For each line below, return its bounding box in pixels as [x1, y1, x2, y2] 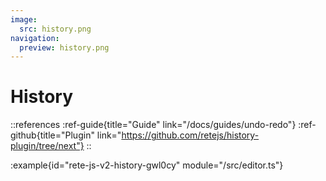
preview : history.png [19, 42, 110, 53]
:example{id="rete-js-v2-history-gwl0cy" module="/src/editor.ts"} [10, 159, 284, 171]
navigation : [10, 33, 60, 43]
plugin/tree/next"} [10, 140, 85, 152]
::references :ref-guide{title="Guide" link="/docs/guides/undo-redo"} [10, 119, 297, 131]
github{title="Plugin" [10, 129, 95, 141]
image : [10, 14, 38, 25]
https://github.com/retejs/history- [121, 129, 260, 141]
